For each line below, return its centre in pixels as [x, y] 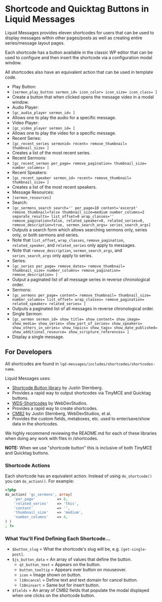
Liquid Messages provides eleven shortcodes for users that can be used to [80, 33]
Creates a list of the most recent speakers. [54, 187]
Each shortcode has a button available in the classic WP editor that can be [79, 52]
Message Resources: [33, 192]
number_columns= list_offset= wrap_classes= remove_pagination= [78, 299]
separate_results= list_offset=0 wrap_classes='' [63, 216]
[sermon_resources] [32, 197]
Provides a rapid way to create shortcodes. [55, 408]
